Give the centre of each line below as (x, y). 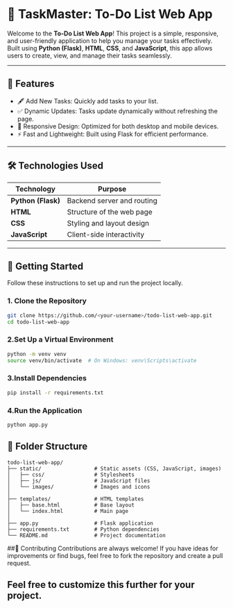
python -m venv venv (37, 354)
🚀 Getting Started (45, 266)
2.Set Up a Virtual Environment (60, 339)
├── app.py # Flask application (80, 523)
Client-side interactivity (105, 234)
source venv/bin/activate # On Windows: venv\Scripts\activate (102, 360)
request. (19, 563)
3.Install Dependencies (47, 378)
